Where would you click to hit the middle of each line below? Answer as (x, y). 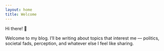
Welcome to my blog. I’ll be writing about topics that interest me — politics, (82, 38)
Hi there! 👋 (16, 28)
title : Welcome (21, 14)
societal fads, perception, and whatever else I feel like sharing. (69, 43)
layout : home (19, 10)
